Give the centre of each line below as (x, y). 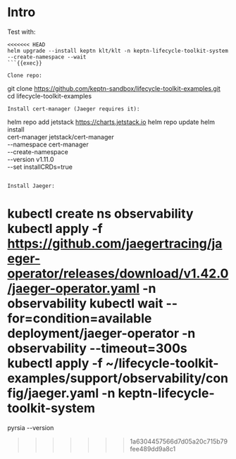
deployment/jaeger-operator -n (101, 333)
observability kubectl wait (85, 304)
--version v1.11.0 (31, 159)
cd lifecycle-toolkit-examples (50, 96)
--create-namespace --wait (47, 57)
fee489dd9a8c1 (153, 448)
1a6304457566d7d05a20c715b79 (179, 441)
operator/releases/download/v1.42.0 (118, 273)
